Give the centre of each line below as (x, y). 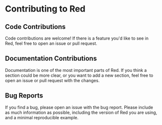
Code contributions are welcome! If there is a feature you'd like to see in (77, 38)
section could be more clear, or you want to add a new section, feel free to (79, 75)
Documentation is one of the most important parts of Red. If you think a (76, 70)
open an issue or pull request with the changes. (52, 80)
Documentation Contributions (51, 59)
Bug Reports (24, 96)
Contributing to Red (45, 9)
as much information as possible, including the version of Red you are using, (81, 112)
